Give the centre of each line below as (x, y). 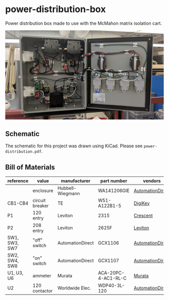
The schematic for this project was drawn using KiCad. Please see (74, 146)
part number (114, 181)
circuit (39, 201)
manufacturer (76, 181)
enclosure (43, 191)
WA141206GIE (114, 191)
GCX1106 (108, 243)
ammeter (42, 275)
